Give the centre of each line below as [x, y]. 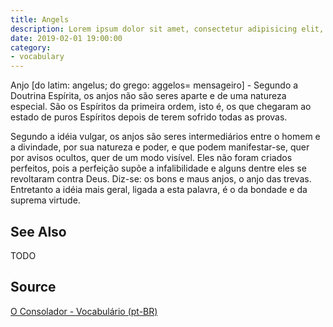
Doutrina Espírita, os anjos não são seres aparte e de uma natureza [148, 96]
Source [33, 287]
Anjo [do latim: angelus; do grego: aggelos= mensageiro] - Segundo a [154, 85]
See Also [38, 231]
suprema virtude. [45, 200]
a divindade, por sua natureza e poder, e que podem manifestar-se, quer [160, 147]
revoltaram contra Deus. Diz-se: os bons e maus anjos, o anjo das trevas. [161, 179]
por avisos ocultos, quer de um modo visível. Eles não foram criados [151, 158]
